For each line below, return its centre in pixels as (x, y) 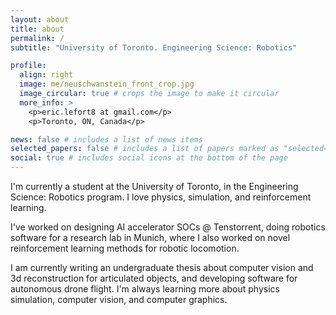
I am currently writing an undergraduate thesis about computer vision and (162, 267)
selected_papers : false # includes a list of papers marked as (145, 149)
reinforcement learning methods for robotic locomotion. (125, 248)
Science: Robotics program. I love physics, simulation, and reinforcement (161, 197)
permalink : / (37, 38)
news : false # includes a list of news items (106, 139)
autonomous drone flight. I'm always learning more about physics (145, 289)
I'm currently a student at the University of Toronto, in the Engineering (154, 186)
